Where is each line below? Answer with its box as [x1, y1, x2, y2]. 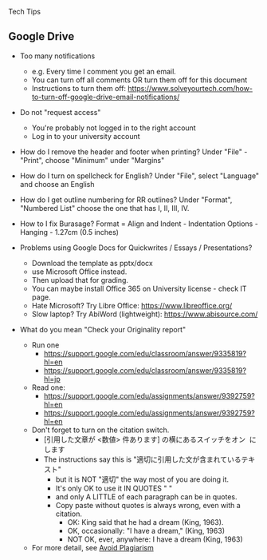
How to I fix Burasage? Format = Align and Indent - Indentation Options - [19, 219, 259, 228]
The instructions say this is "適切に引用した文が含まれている [43, 455, 241, 464]
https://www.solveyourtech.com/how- [127, 83, 253, 93]
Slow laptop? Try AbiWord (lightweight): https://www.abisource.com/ [31, 309, 258, 319]
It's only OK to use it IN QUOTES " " [55, 483, 173, 493]
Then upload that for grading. [31, 275, 129, 284]
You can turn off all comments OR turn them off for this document [31, 75, 248, 85]
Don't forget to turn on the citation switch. [31, 425, 170, 435]
